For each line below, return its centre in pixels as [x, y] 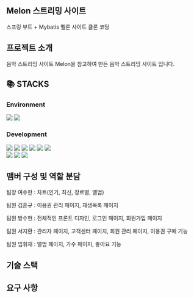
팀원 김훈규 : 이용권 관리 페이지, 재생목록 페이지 [63, 205]
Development [27, 134]
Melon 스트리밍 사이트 [46, 11]
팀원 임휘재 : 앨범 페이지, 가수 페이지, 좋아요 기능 [64, 244]
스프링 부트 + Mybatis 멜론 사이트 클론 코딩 [58, 27]
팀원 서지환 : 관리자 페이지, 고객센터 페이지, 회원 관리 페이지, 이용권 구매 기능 [97, 231]
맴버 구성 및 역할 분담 [43, 176]
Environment [26, 104]
